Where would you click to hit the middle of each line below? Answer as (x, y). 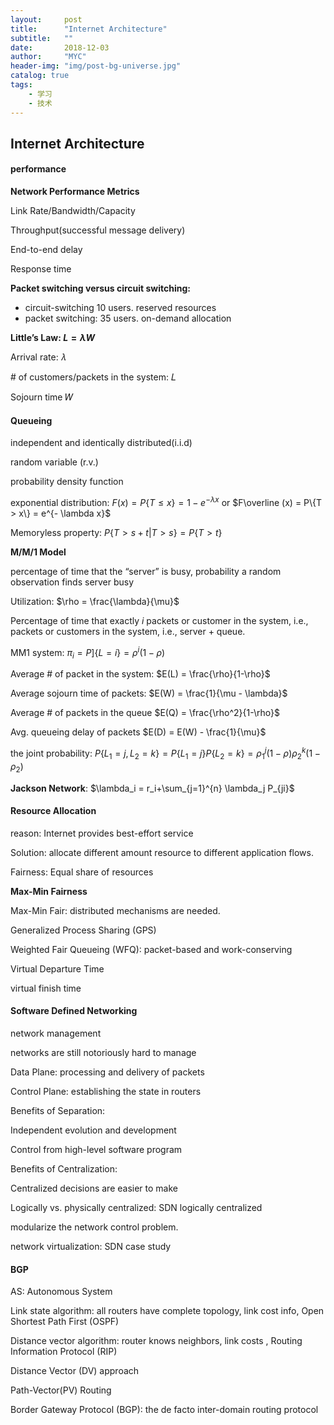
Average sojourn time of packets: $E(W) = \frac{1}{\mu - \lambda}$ (149, 693)
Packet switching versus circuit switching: (100, 288)
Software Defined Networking (74, 1011)
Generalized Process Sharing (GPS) (83, 930)
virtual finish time (46, 988)
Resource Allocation (53, 811)
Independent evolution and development (93, 1130)
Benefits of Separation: (58, 1111)
